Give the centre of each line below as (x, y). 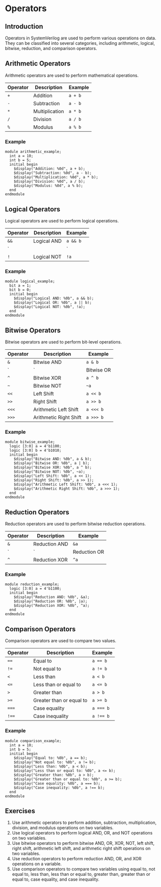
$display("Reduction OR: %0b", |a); (51, 601)
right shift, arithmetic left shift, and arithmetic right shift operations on (81, 849)
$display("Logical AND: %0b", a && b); (54, 299)
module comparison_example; (33, 741)
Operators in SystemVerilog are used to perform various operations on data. (80, 38)
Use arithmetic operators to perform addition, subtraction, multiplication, (84, 823)
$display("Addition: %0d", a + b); (50, 169)
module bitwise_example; (30, 442)
